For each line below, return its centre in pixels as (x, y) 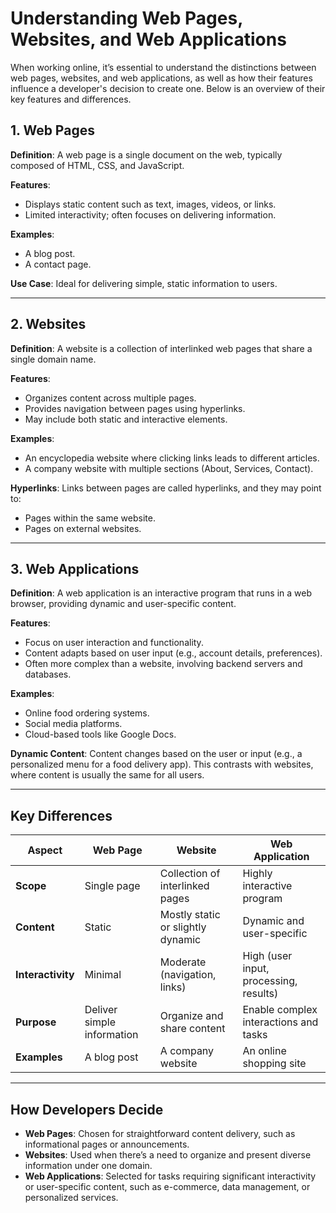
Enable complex (280, 1010)
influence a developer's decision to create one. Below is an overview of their (168, 88)
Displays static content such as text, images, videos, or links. (150, 204)
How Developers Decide (87, 1109)
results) (260, 994)
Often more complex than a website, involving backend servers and (163, 664)
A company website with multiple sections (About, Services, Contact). (169, 468)
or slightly (183, 927)
